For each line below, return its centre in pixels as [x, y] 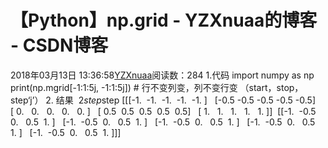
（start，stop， [271, 87]
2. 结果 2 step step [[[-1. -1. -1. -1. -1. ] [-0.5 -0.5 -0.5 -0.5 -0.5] [180, 100]
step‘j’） [27, 100]
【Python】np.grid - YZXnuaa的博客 [164, 20]
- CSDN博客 [59, 45]
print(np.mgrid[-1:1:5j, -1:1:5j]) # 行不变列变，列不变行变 [124, 87]
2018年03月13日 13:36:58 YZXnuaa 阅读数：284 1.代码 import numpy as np [162, 75]
